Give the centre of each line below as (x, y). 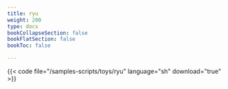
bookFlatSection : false (41, 39)
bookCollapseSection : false (48, 33)
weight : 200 (24, 20)
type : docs (23, 26)
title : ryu (23, 13)
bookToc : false (29, 46)
